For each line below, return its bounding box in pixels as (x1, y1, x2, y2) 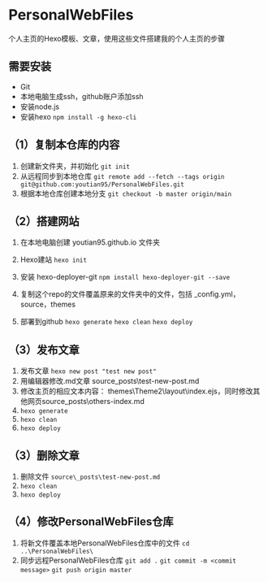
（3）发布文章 (8, 343, 80, 357)
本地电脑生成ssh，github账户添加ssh (19, 91, 144, 101)
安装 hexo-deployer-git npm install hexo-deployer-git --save (19, 272, 230, 282)
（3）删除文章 (8, 449, 80, 463)
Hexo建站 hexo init (19, 254, 88, 265)
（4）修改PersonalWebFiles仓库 (8, 515, 174, 529)
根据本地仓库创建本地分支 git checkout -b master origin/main (19, 189, 232, 198)
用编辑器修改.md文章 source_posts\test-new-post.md (19, 376, 200, 386)
